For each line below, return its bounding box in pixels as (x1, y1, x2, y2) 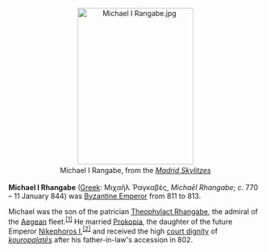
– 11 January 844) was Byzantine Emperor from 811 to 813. (8, 191, 202, 200)
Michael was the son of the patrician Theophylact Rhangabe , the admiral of (8, 206, 259, 216)
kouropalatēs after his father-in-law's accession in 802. (8, 234, 193, 244)
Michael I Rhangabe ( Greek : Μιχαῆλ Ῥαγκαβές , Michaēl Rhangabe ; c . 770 (8, 182, 259, 192)
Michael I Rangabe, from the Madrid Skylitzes (60, 165, 211, 175)
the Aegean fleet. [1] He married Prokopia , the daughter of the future (8, 215, 233, 226)
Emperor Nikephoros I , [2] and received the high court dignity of (8, 225, 218, 236)
